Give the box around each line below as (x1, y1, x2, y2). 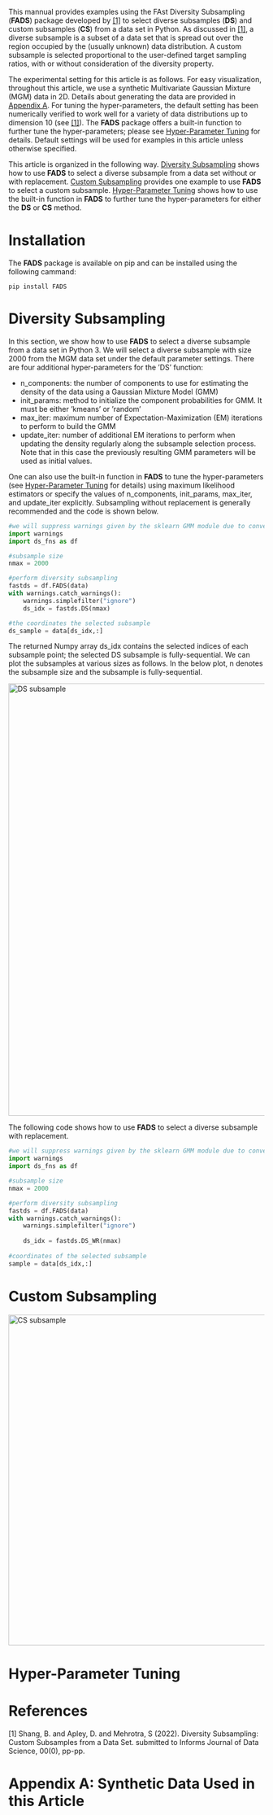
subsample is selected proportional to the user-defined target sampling (8, 50, 247, 59)
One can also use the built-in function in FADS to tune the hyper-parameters (8, 471, 264, 481)
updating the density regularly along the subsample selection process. (19, 439, 257, 448)
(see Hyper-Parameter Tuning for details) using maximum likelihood (8, 480, 236, 490)
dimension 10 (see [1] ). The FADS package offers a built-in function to (8, 118, 242, 127)
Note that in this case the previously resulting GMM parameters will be (19, 447, 256, 457)
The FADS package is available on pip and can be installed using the (8, 258, 238, 268)
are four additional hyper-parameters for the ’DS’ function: (8, 362, 204, 372)
